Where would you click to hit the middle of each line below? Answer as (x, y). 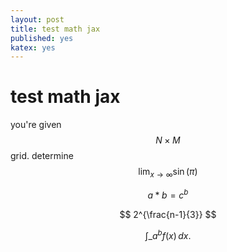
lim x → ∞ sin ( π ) (168, 173)
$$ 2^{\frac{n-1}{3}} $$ (168, 214)
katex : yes (33, 47)
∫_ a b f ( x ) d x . (168, 234)
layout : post (37, 19)
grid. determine (42, 156)
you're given (36, 125)
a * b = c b (168, 194)
